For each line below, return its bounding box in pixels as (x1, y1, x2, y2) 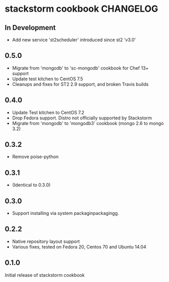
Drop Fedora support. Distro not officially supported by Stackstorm (12, 115, 152, 121)
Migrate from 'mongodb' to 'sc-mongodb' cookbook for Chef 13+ (12, 65, 149, 71)
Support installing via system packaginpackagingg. (12, 210, 119, 216)
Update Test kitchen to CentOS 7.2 (12, 109, 85, 115)
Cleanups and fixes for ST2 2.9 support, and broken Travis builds (12, 81, 149, 87)
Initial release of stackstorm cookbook (5, 272, 85, 278)
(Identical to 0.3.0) (12, 182, 51, 188)
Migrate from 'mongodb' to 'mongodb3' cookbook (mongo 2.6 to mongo (12, 120, 164, 126)
